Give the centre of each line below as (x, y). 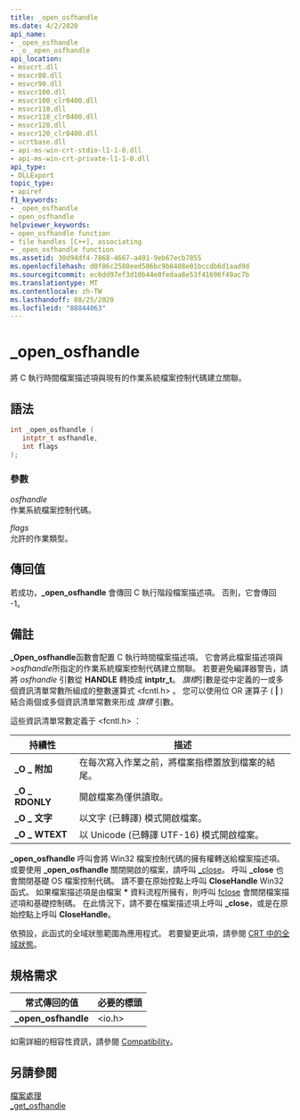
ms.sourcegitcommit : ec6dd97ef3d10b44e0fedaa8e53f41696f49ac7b (130, 275)
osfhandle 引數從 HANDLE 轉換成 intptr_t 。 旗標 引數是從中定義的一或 (148, 680)
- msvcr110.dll (38, 109)
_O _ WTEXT (41, 834)
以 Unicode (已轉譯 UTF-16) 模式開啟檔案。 (172, 835)
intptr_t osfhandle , (60, 438)
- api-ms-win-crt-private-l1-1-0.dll (80, 158)
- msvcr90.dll (36, 84)
